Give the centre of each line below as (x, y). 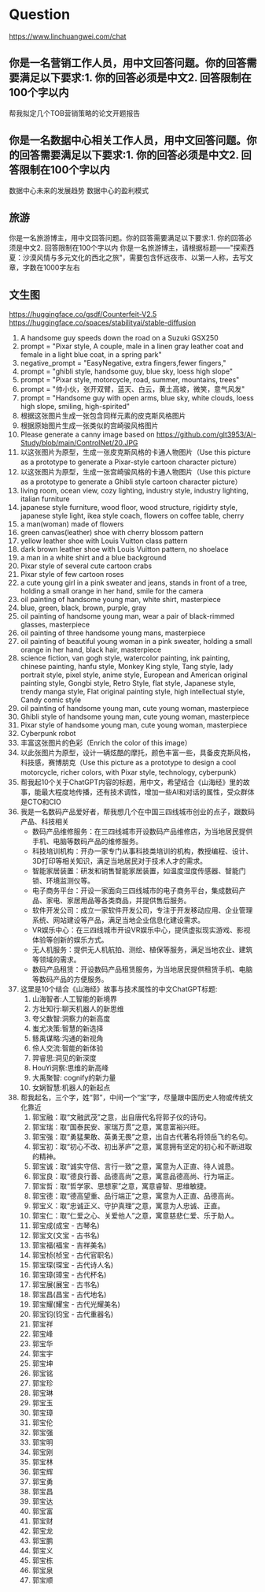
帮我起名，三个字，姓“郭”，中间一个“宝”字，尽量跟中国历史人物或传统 (133, 1098)
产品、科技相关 (44, 822)
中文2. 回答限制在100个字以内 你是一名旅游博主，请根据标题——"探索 (135, 248)
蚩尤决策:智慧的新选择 (68, 1028)
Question (39, 15)
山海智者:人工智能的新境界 (74, 999)
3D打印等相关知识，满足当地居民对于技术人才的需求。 (120, 861)
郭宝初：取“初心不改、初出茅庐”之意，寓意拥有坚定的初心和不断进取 (142, 1147)
